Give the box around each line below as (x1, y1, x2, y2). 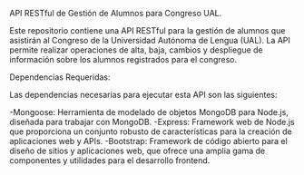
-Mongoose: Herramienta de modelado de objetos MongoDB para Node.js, (9, 107, 289, 117)
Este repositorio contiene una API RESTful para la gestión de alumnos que (9, 25, 286, 35)
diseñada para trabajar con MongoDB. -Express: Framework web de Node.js (9, 117, 295, 127)
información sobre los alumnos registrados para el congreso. (9, 54, 238, 64)
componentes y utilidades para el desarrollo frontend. (9, 155, 211, 166)
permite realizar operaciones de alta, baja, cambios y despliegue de (9, 44, 263, 55)
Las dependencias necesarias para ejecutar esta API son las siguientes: (9, 90, 278, 100)
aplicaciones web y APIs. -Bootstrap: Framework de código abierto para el (9, 136, 288, 146)
